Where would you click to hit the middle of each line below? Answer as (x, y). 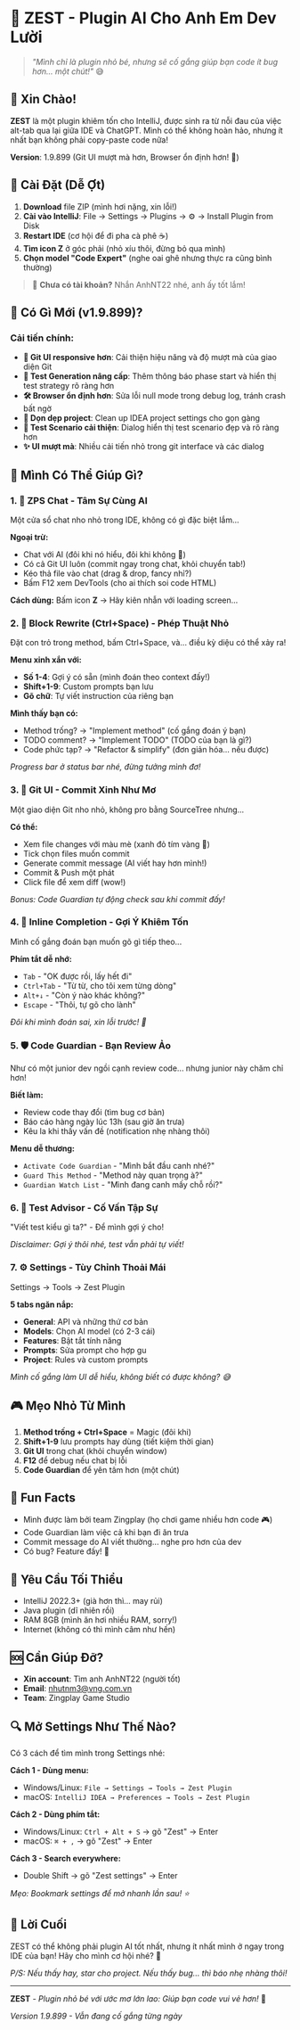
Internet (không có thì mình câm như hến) (99, 1630)
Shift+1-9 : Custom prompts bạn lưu (88, 686)
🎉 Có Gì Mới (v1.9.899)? (77, 312)
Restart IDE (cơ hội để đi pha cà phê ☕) (96, 235)
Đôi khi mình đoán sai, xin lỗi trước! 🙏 (78, 1022)
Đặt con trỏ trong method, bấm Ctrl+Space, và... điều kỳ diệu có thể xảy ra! (148, 643)
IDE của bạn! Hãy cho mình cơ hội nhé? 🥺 (85, 1955)
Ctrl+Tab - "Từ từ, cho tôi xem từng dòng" (100, 985)
